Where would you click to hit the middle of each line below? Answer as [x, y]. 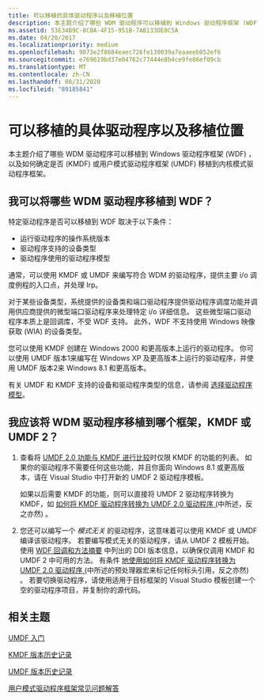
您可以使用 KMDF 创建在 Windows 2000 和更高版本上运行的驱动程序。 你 [128, 348]
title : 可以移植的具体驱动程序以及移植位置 [71, 15]
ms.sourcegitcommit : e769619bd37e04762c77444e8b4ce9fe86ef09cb [115, 60]
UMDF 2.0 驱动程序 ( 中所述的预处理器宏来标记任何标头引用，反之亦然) [134, 569]
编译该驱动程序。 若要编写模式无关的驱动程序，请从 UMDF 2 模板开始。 [136, 540]
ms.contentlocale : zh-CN [49, 74]
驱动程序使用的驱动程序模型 [65, 259]
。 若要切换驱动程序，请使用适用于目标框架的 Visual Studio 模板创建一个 [137, 580]
